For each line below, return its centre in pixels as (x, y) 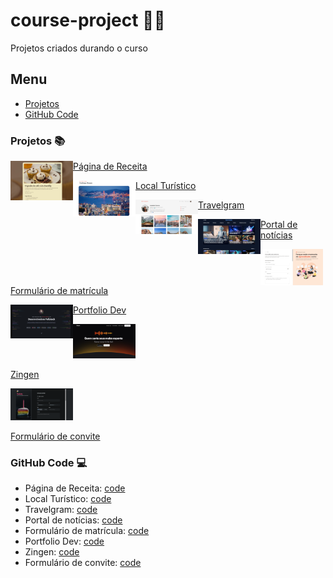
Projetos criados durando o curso (79, 48)
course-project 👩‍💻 (88, 20)
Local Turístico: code (68, 498)
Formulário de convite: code (83, 562)
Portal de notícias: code (73, 520)
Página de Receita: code (75, 488)
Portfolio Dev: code (64, 541)
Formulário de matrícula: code (87, 530)
